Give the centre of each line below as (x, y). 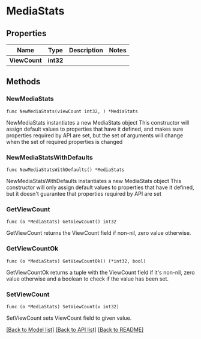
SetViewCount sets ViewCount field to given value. (69, 318)
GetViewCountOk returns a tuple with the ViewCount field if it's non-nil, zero (100, 272)
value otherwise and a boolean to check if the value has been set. (88, 279)
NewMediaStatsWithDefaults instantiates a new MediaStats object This (94, 181)
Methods (23, 82)
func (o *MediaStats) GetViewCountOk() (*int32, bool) (76, 261)
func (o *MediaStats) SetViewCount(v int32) (63, 306)
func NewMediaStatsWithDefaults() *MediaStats (65, 170)
